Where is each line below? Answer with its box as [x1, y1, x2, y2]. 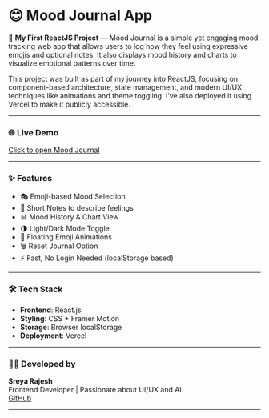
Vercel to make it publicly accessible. [8, 99, 130, 109]
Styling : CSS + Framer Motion [19, 313, 120, 323]
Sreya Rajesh [8, 376, 54, 386]
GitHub [8, 393, 32, 403]
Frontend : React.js [19, 305, 82, 315]
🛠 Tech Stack [8, 283, 63, 295]
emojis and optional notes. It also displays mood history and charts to [8, 50, 238, 59]
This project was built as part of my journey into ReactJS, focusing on [8, 74, 239, 83]
